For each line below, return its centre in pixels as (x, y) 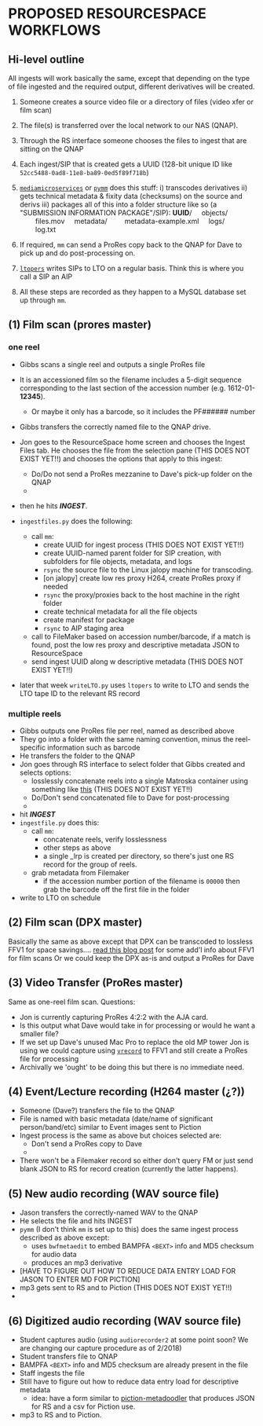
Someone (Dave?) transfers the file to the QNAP (97, 1111)
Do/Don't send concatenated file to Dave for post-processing (130, 797)
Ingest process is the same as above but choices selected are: (121, 1135)
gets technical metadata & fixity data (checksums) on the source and (131, 196)
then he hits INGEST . (53, 506)
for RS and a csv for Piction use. (83, 1406)
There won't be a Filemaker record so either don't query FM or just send (136, 1160)
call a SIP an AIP (46, 277)
